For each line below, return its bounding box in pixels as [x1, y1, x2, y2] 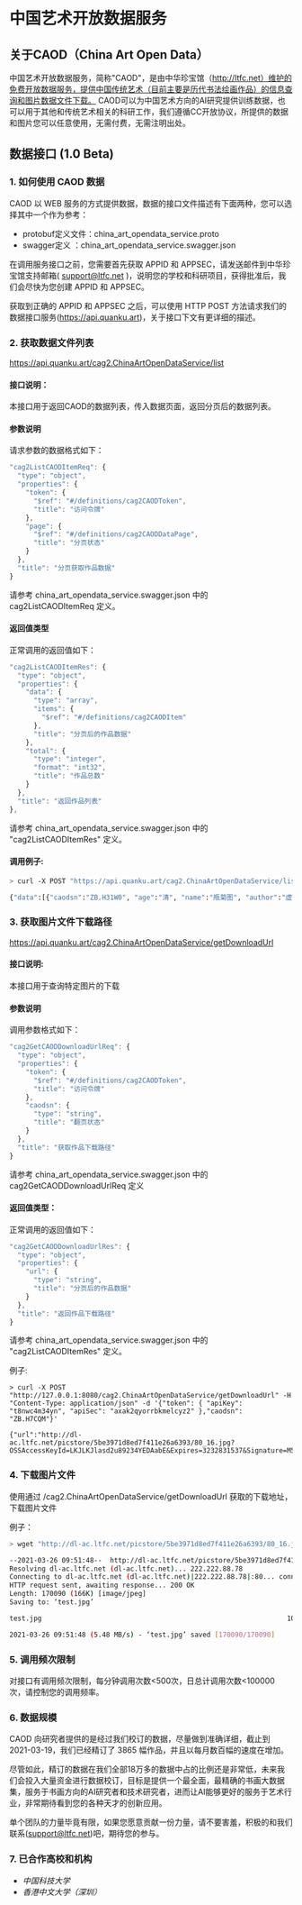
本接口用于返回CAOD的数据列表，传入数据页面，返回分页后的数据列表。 [9, 401, 276, 412]
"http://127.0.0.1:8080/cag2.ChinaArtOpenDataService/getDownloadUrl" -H [9, 1391, 292, 1400]
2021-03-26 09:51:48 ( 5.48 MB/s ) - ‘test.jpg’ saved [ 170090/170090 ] [9, 1630, 276, 1639]
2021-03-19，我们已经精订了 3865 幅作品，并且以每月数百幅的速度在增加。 [9, 1745, 289, 1755]
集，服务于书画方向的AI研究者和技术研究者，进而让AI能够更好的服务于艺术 [9, 1786, 285, 1798]
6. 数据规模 [9, 1711, 58, 1724]
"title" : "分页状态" [32, 538, 105, 548]
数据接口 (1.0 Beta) [9, 146, 114, 162]
